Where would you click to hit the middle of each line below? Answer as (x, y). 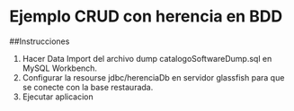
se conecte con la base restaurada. (88, 87)
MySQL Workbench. (59, 68)
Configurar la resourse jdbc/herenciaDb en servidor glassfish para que (153, 77)
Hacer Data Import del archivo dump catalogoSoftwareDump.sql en (147, 58)
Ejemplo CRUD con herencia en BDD (146, 17)
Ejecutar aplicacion (58, 97)
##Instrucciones (40, 41)
